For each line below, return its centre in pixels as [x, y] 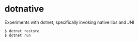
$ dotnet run [18, 35]
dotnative [24, 9]
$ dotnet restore [22, 31]
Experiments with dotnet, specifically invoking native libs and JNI [69, 22]
